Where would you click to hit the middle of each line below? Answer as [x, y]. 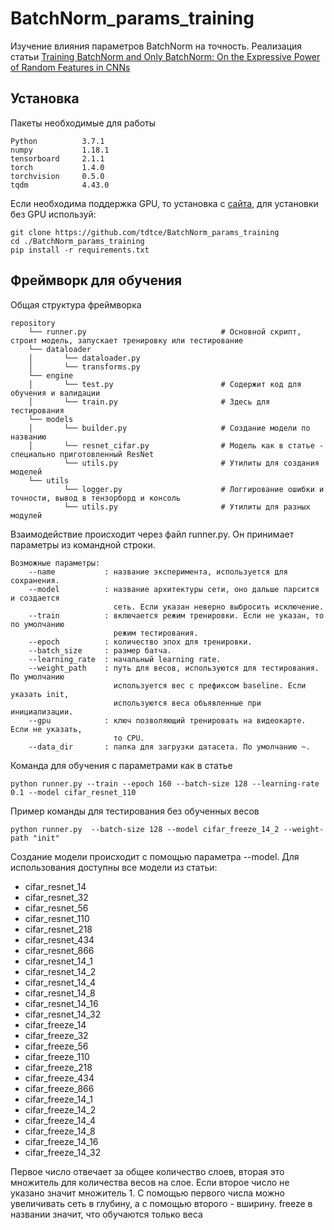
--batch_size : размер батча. [100, 650]
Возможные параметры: [55, 563]
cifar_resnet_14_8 [60, 993]
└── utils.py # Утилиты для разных [187, 507]
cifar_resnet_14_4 [60, 982]
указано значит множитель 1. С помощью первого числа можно [147, 1193]
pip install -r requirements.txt [80, 250]
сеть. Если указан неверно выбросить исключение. [219, 607]
